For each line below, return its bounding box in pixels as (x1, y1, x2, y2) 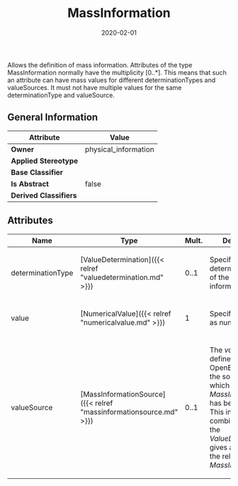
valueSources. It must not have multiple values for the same (7, 83, 182, 91)
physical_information (84, 144, 154, 154)
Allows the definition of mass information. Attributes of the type (7, 60, 193, 69)
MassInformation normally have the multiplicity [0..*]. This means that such (7, 68, 227, 77)
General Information (7, 111, 98, 123)
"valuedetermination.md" (80, 272, 164, 282)
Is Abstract (11, 179, 50, 188)
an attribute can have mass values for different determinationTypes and (7, 76, 216, 84)
